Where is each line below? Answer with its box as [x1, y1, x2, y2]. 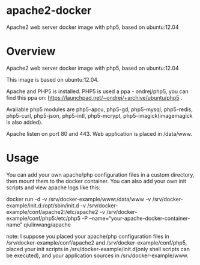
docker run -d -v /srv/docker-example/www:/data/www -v [6, 195, 151, 203]
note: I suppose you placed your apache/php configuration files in [6, 233, 170, 240]
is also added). [6, 118, 43, 126]
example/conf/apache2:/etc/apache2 [6, 208, 98, 215]
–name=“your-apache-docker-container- [89, 215, 190, 222]
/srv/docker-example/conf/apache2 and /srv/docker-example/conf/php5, [6, 239, 187, 246]
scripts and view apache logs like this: [6, 184, 101, 191]
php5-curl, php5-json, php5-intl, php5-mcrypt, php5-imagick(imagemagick [6, 112, 193, 119]
